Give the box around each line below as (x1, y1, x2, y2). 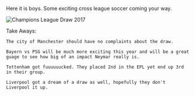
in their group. (6, 69, 46, 75)
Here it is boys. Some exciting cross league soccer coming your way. (6, 5, 172, 12)
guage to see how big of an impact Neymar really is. (6, 54, 140, 60)
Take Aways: (6, 27, 37, 34)
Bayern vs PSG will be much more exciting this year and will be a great (6, 49, 190, 55)
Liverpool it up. (6, 84, 48, 90)
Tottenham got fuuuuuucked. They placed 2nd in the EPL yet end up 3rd (6, 64, 184, 70)
